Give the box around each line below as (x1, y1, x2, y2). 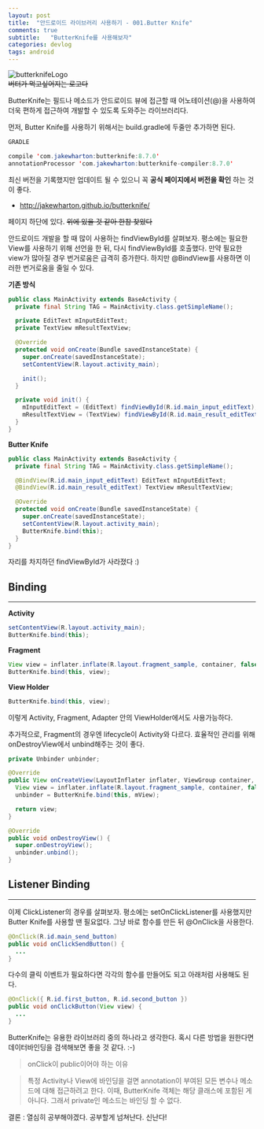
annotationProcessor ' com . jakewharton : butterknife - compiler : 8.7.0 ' (8, 159, 234, 168)
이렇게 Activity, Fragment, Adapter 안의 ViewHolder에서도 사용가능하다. (8, 713, 233, 722)
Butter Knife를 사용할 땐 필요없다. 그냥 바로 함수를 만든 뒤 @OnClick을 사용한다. (8, 916, 254, 926)
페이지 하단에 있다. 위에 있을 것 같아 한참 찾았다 (8, 217, 153, 226)
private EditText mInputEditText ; (15, 316, 128, 325)
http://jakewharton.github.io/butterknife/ (19, 200, 151, 209)
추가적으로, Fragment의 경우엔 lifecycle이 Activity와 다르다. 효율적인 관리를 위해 (8, 729, 255, 738)
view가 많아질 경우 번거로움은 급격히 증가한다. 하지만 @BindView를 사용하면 (8, 253, 243, 262)
